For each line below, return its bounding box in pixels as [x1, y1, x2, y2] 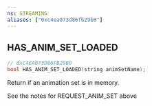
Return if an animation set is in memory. [7, 79, 120, 87]
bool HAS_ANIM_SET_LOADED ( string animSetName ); [7, 66, 146, 73]
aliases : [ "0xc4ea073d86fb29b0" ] [7, 16, 103, 23]
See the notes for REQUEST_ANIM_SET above [7, 92, 138, 100]
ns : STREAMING [7, 10, 48, 17]
